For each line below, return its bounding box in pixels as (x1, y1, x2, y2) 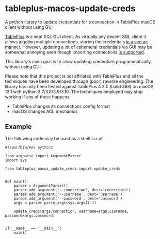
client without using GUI (5, 24, 53, 30)
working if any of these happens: (5, 93, 71, 100)
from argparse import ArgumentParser (5, 153, 81, 158)
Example (5, 123, 32, 131)
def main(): (5, 179, 29, 184)
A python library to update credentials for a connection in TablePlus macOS (5, 19, 156, 25)
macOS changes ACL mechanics (12, 108, 78, 114)
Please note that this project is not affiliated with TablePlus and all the (5, 73, 144, 79)
